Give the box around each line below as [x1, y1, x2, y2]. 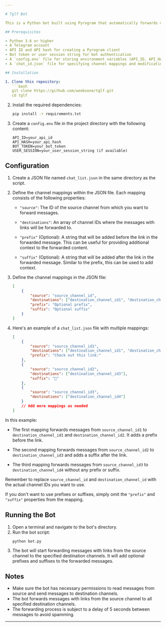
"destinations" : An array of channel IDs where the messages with [19, 219, 155, 225]
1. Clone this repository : [5, 79, 61, 84]
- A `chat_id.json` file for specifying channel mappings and [5, 61, 136, 66]
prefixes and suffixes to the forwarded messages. [12, 558, 114, 564]
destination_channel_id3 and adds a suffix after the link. [12, 452, 127, 458]
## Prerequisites [5, 29, 41, 35]
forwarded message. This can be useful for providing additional [19, 239, 149, 245]
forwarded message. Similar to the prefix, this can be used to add [19, 259, 153, 265]
